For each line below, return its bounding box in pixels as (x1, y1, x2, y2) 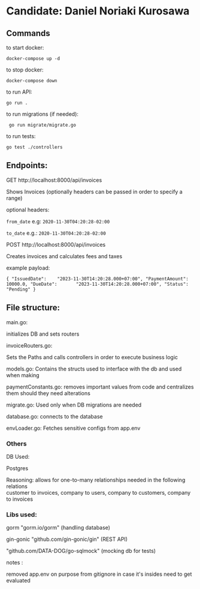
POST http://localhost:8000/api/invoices (6, 241, 106, 248)
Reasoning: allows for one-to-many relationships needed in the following (6, 476, 186, 483)
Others (6, 439, 27, 448)
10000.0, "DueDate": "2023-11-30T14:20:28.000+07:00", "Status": (6, 281, 189, 287)
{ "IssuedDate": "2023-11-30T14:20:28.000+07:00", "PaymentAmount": (6, 276, 189, 282)
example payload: (6, 264, 50, 271)
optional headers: (6, 206, 50, 213)
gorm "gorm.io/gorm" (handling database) (6, 524, 111, 531)
